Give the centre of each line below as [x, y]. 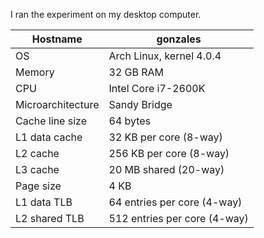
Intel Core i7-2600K [157, 88]
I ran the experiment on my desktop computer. [106, 14]
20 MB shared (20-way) [166, 169]
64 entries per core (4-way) [175, 202]
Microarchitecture [57, 104]
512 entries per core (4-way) [178, 218]
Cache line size [51, 121]
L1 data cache [49, 137]
